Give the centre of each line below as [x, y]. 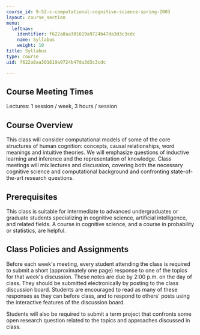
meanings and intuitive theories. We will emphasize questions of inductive [98, 152]
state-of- [182, 171]
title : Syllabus [26, 51]
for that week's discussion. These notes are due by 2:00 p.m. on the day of [99, 277]
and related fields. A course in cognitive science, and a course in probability [100, 224]
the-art [15, 178]
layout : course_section [36, 17]
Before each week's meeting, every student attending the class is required [98, 264]
